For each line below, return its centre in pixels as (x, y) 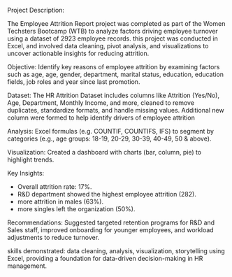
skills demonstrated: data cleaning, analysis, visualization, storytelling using (116, 251)
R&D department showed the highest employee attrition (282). (107, 194)
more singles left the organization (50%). (76, 209)
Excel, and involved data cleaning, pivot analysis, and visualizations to (108, 46)
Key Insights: (26, 173)
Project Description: (36, 10)
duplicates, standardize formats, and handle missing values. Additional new (116, 110)
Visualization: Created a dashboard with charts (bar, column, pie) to (104, 152)
